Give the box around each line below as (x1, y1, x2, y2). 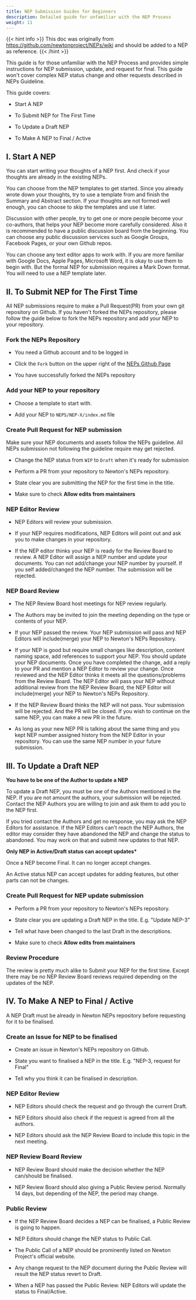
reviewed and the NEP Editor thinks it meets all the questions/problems (14, 671, 186, 678)
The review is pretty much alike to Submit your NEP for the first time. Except (6, 967, 190, 974)
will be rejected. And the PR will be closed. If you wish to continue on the (14, 708, 190, 715)
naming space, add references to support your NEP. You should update (14, 653, 187, 660)
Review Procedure (6, 953, 60, 961)
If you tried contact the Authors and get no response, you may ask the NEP (6, 818, 187, 825)
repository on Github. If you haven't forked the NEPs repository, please (6, 309, 177, 315)
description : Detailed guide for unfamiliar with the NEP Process (6, 14, 171, 20)
